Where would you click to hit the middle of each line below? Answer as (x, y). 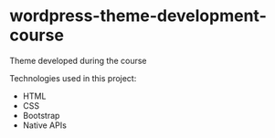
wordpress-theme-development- (138, 16)
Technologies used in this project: (73, 78)
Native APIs (44, 125)
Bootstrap (41, 115)
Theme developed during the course (78, 60)
